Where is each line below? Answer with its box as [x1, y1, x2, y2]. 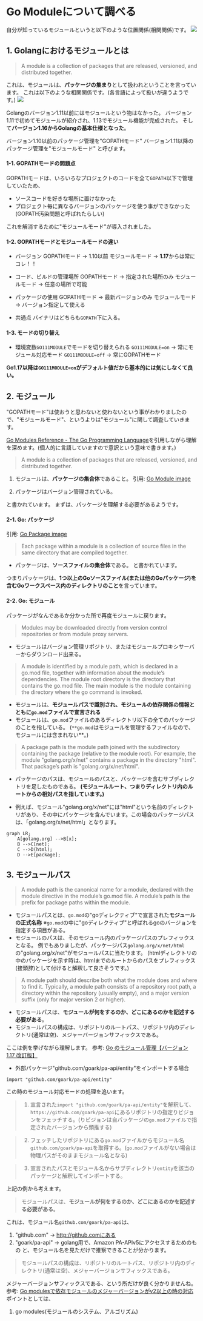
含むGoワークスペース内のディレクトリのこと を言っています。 [6, 582, 161, 590]
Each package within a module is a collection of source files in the [21, 543, 187, 550]
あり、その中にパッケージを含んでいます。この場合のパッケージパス [25, 810, 195, 818]
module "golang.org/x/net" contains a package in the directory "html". [21, 756, 196, 764]
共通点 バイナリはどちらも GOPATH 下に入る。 [15, 314, 124, 321]
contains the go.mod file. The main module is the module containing [21, 682, 191, 689]
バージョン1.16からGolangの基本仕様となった [12, 124, 124, 132]
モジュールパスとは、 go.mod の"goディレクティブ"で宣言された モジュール [15, 912, 196, 919]
